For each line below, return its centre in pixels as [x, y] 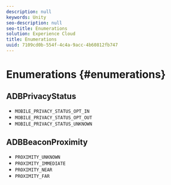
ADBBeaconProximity [47, 142]
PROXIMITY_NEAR [34, 170]
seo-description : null [34, 23]
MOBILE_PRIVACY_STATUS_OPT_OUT [53, 118]
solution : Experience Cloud [41, 34]
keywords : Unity [26, 17]
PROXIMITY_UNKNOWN [37, 157]
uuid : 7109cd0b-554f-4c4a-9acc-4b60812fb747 [62, 45]
